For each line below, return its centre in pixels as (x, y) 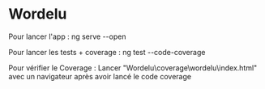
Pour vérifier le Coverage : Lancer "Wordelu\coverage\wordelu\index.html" (133, 68)
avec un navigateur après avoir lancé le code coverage (100, 76)
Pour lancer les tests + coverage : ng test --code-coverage (107, 52)
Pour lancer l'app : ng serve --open (67, 36)
